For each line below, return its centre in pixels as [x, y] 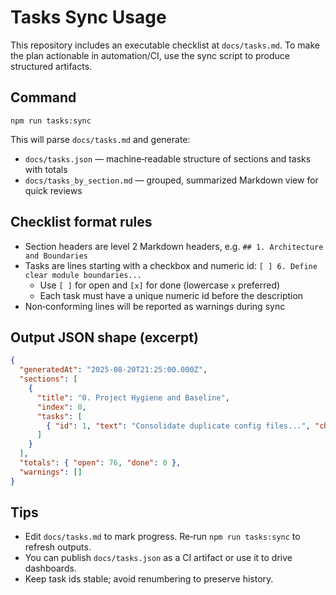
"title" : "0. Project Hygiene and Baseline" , [133, 397]
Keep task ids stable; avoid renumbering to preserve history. [149, 579]
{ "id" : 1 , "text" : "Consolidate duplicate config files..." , [178, 426]
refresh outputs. [58, 547]
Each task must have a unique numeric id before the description [171, 295]
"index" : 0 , [61, 407]
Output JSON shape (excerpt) [104, 337]
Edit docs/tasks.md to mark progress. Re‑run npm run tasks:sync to [162, 537]
